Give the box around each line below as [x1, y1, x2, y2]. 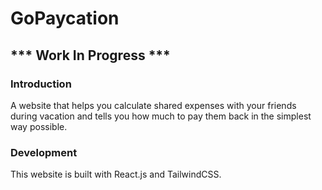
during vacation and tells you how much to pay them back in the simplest [10, 110, 312, 122]
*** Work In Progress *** [10, 47, 171, 64]
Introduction [10, 77, 72, 91]
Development [10, 145, 78, 159]
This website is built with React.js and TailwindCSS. [10, 168, 222, 181]
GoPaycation [10, 7, 120, 30]
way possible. [10, 120, 68, 132]
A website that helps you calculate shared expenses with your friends [10, 99, 297, 111]
